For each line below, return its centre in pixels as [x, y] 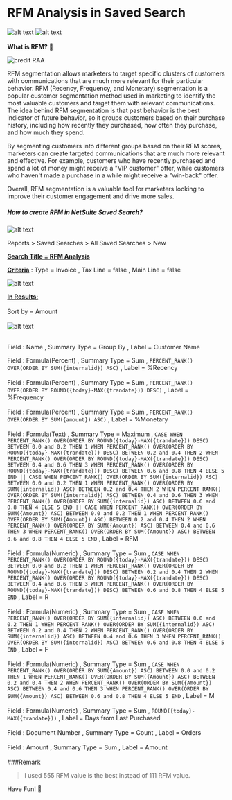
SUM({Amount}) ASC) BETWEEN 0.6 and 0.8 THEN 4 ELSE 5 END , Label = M [111, 695]
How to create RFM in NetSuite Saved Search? [75, 212]
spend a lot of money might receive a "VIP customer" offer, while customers [116, 168]
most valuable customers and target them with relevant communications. [111, 103]
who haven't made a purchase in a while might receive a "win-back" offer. [113, 175]
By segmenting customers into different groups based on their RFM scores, [115, 146]
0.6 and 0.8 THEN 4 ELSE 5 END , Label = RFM [73, 538]
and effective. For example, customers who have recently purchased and [111, 160]
